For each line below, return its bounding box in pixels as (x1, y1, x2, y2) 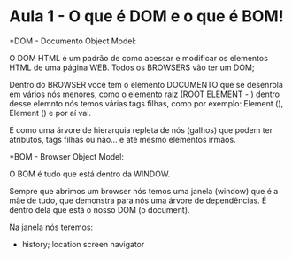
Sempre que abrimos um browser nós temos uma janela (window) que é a (9, 185, 279, 196)
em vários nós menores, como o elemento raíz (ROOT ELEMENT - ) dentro (9, 89, 280, 99)
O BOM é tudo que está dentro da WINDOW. (9, 168, 171, 179)
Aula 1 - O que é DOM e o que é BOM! (9, 6, 285, 27)
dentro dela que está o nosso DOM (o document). (9, 204, 190, 215)
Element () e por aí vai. (9, 107, 91, 118)
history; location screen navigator (21, 238, 145, 249)
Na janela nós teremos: (9, 222, 94, 232)
